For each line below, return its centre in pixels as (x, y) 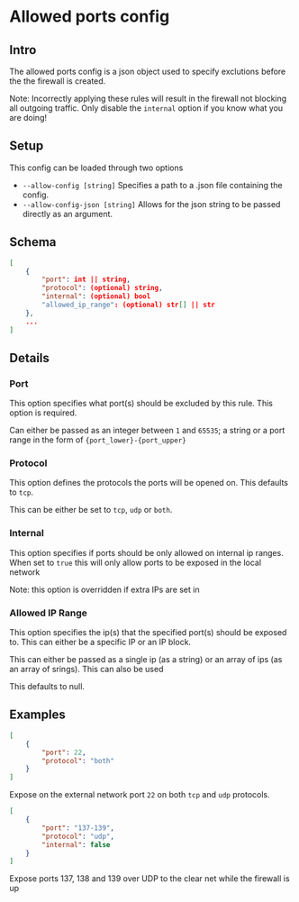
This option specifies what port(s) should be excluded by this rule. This (141, 404)
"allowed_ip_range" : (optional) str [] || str (129, 305)
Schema (33, 242)
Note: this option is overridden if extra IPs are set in (104, 589)
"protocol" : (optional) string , (103, 288)
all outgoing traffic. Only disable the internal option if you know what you (146, 108)
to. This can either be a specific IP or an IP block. (100, 642)
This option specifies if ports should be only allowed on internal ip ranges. (146, 552)
